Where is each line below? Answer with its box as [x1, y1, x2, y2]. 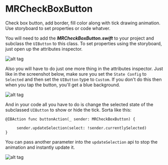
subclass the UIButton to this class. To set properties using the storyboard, [5, 40, 162, 46]
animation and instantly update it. [5, 144, 75, 150]
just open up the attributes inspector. [5, 46, 83, 52]
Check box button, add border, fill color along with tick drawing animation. [5, 20, 161, 26]
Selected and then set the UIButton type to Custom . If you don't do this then [5, 76, 162, 82]
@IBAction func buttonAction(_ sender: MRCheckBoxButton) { [5, 116, 136, 122]
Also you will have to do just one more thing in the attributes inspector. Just [5, 65, 163, 72]
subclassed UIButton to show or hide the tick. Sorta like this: [5, 107, 131, 113]
